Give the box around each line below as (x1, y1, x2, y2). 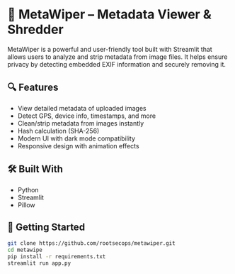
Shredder (7, 21, 64, 38)
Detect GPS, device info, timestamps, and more (17, 111, 156, 120)
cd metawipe (7, 246, 42, 254)
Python (17, 185, 39, 194)
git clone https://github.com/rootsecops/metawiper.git (7, 240, 176, 247)
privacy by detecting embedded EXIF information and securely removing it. (7, 60, 227, 68)
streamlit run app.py (7, 260, 71, 267)
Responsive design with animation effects (17, 141, 139, 150)
